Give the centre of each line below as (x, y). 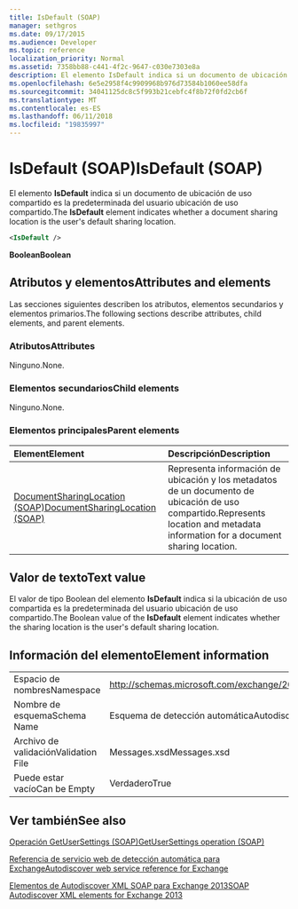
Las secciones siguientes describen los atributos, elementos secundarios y (146, 304)
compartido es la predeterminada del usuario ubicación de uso (124, 202)
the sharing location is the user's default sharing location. (114, 628)
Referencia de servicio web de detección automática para (114, 858)
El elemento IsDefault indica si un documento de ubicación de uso (131, 193)
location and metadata (215, 524)
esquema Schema (50, 715)
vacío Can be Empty (55, 789)
